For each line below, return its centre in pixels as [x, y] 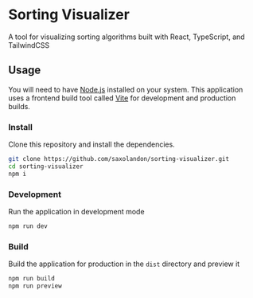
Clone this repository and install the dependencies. [91, 144]
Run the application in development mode [76, 211]
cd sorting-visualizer [46, 166]
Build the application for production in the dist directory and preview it [124, 264]
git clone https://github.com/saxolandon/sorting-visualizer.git [119, 159]
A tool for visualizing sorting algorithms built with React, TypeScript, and [127, 37]
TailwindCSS [29, 45]
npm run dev [28, 226]
